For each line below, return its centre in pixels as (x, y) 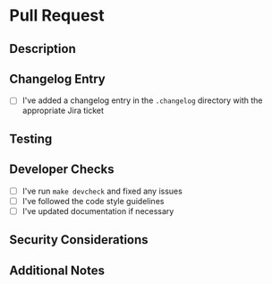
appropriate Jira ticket (63, 111)
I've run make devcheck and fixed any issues (102, 191)
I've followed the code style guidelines (93, 201)
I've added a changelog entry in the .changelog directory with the (142, 100)
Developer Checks (62, 170)
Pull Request (57, 16)
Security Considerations (79, 240)
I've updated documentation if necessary (98, 211)
